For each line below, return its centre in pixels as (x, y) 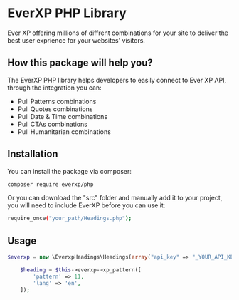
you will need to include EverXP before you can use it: (86, 205)
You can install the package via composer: (69, 171)
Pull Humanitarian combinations (64, 131)
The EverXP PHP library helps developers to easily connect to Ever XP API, (117, 80)
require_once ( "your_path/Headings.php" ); (70, 219)
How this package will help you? (80, 63)
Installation (33, 154)
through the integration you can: (54, 88)
